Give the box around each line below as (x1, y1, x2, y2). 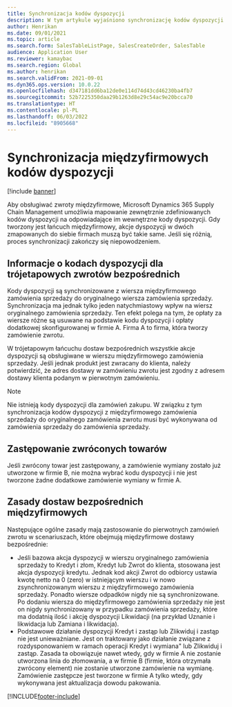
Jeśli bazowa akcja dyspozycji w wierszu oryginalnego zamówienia (17, 553, 209, 561)
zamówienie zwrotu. (7, 331, 65, 340)
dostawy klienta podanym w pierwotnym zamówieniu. (7, 374, 160, 382)
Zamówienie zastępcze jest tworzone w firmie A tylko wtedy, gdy (17, 671, 203, 679)
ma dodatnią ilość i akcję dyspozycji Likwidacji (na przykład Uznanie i (17, 612, 215, 620)
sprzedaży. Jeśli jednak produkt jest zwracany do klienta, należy (7, 359, 191, 367)
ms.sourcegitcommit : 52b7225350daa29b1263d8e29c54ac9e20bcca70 (7, 94, 193, 101)
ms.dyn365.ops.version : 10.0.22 (7, 81, 100, 88)
